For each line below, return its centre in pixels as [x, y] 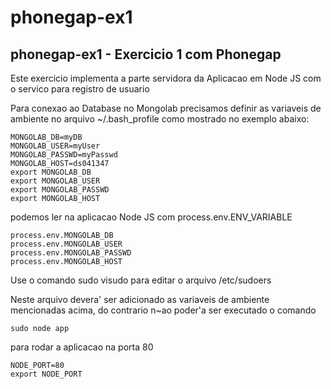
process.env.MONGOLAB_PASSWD [71, 253]
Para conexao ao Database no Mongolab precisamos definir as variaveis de [166, 108]
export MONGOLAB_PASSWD [60, 190]
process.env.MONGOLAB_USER [66, 244]
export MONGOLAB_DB [51, 172]
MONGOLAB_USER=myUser [55, 146]
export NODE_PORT [46, 374]
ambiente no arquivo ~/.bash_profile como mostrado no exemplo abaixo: [160, 119]
